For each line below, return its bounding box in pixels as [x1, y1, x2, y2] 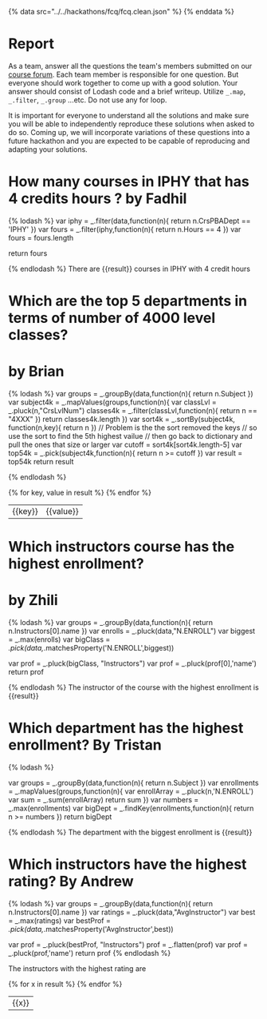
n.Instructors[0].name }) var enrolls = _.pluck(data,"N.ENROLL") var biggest [8, 627, 256, 636]
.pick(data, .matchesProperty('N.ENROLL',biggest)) [8, 643, 175, 653]
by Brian [8, 363, 65, 380]
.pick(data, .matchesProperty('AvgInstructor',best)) [8, 925, 174, 933]
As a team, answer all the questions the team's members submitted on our [8, 61, 253, 70]
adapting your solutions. [8, 144, 88, 154]
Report [8, 35, 54, 53]
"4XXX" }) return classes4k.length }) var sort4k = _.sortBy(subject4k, [8, 415, 235, 424]
